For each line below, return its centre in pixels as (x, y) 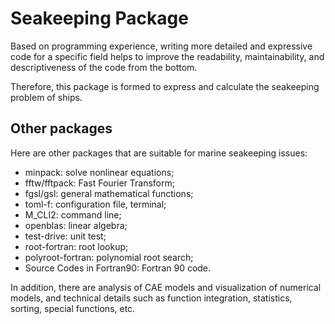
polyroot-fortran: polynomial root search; (109, 257)
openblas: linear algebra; (76, 225)
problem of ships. (46, 97)
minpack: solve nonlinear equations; (99, 172)
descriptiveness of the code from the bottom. (104, 67)
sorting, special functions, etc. (73, 308)
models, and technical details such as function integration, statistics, (151, 298)
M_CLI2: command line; (73, 214)
